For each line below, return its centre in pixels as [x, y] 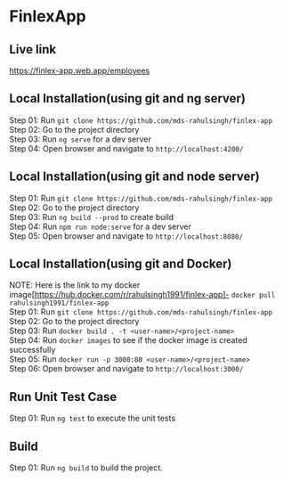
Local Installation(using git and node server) [134, 177]
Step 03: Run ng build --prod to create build [92, 216]
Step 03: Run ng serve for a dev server [80, 139]
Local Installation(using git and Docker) [121, 264]
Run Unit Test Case [63, 397]
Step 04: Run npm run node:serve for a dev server [100, 226]
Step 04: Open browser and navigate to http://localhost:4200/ [126, 148]
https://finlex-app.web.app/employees [80, 70]
